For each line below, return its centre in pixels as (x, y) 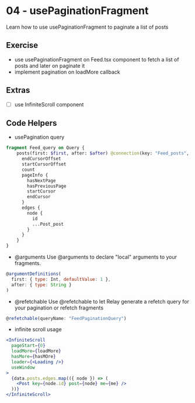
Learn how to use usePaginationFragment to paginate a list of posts (87, 27)
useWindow (23, 367)
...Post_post (48, 224)
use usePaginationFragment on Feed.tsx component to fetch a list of (97, 59)
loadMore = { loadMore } (36, 351)
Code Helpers (32, 123)
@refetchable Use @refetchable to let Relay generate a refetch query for (102, 301)
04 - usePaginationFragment (77, 11)
